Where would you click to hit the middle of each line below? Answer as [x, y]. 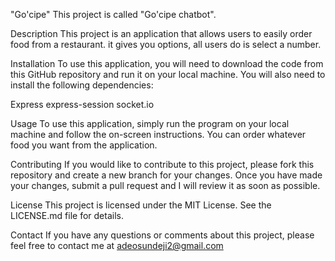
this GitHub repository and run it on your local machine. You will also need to [168, 74]
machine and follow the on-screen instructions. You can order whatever [158, 134]
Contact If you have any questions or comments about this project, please [162, 235]
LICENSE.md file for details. [67, 215]
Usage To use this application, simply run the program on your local [150, 123]
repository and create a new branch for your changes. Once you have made [166, 175]
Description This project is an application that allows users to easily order [161, 33]
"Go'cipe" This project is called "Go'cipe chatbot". [113, 14]
